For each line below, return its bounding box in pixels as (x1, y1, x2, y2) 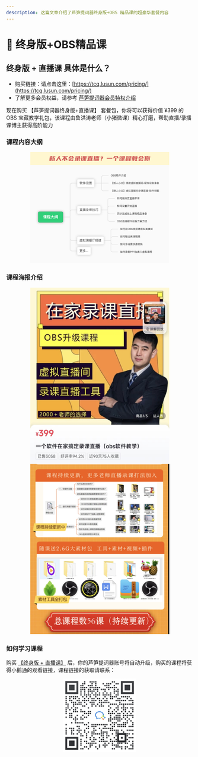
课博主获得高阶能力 (6, 121, 53, 128)
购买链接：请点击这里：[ (14, 80, 74, 87)
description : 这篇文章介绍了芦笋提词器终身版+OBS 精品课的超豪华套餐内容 (6, 10, 169, 15)
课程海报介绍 (6, 274, 43, 282)
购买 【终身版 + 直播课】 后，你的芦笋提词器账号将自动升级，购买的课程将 (6, 659, 187, 666)
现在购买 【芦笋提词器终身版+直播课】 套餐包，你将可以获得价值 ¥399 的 (6, 106, 184, 114)
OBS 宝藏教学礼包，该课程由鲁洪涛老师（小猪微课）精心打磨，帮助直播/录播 (6, 114, 191, 121)
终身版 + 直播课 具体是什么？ (6, 63, 111, 74)
